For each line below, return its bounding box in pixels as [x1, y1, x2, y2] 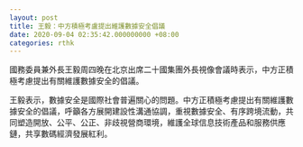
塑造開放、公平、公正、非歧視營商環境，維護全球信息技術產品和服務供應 [16, 117, 286, 128]
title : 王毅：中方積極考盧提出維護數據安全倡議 [9, 22, 166, 31]
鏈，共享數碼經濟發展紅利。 [9, 128, 113, 140]
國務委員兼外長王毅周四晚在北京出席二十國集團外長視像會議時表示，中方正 [9, 64, 286, 75]
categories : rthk [9, 38, 75, 48]
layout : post [9, 13, 59, 23]
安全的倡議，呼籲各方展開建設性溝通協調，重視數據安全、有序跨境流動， [16, 106, 286, 117]
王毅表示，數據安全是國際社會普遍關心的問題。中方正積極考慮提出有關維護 [9, 95, 286, 106]
